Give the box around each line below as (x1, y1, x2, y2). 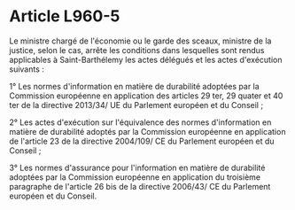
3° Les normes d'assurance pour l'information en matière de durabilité (9, 162, 266, 173)
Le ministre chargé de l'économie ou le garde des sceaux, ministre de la (9, 35, 272, 46)
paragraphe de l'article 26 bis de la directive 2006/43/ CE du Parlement (9, 181, 271, 191)
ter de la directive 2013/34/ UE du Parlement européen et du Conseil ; (9, 99, 264, 110)
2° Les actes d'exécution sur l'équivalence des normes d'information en (9, 117, 272, 128)
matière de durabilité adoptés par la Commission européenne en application (9, 126, 286, 136)
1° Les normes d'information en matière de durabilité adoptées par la (9, 81, 260, 91)
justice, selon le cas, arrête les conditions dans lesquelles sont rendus (9, 44, 265, 55)
